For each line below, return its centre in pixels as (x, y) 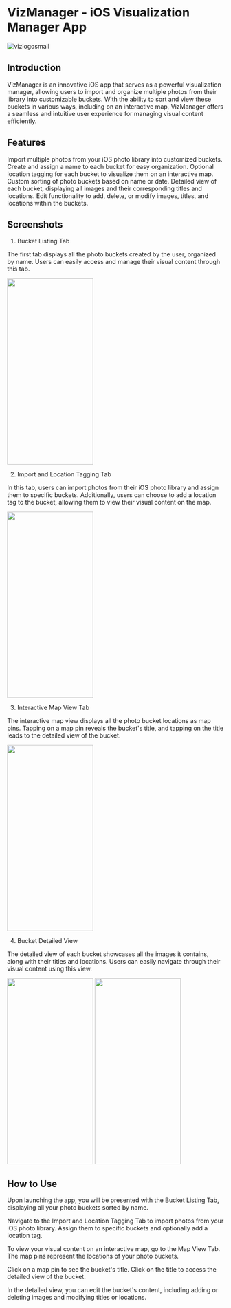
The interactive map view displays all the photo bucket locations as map (109, 721)
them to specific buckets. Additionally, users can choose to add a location (112, 495)
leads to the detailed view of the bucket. (64, 735)
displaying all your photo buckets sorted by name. (78, 1208)
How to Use (32, 1184)
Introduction (34, 68)
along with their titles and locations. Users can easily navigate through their (114, 962)
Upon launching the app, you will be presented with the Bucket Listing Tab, (113, 1200)
